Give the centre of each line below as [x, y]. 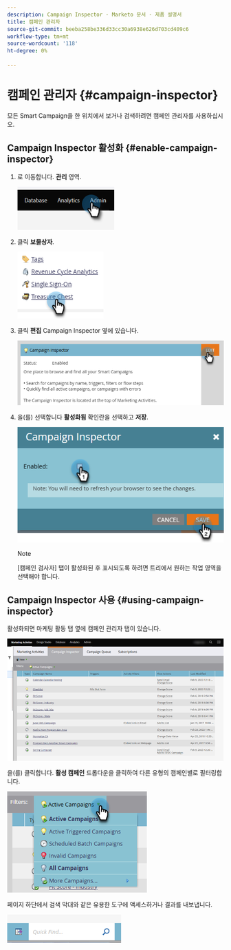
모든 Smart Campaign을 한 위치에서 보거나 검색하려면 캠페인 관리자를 [101, 115]
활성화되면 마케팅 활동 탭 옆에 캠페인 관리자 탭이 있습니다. [84, 629]
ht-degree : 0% [27, 51]
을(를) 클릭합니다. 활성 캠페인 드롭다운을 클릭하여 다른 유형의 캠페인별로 [103, 772]
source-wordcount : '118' [43, 44]
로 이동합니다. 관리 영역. [49, 176]
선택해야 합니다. [38, 576]
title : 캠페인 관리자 [34, 22]
